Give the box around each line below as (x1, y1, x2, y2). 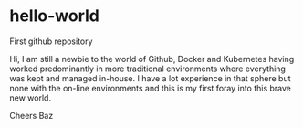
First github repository (9, 36, 93, 47)
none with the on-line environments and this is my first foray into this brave (9, 82, 292, 93)
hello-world (9, 5, 100, 27)
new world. (9, 92, 52, 103)
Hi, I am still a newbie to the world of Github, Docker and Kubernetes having (9, 53, 295, 64)
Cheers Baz (9, 110, 54, 121)
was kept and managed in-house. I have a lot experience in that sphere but (9, 72, 291, 83)
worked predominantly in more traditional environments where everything (9, 63, 286, 74)
